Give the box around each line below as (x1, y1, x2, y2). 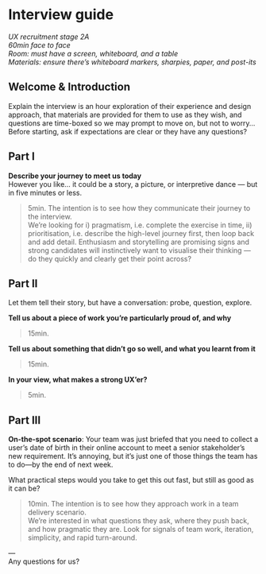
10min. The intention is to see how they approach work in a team (27, 499, 239, 509)
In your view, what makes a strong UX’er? (8, 375, 148, 385)
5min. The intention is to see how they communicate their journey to (27, 203, 251, 212)
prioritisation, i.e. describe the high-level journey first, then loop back (27, 228, 255, 238)
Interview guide (8, 6, 114, 24)
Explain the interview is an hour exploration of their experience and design (8, 101, 252, 111)
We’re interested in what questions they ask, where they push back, (27, 516, 250, 526)
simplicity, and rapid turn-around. (27, 533, 137, 542)
